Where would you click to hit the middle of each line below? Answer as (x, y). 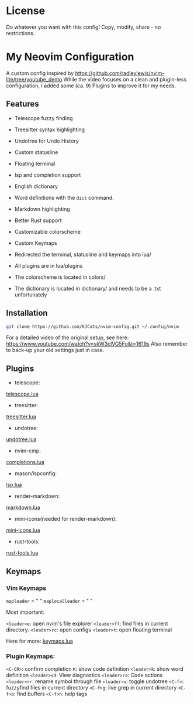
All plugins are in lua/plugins (49, 265)
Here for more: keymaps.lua (39, 641)
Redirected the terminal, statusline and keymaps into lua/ (83, 254)
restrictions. (20, 33)
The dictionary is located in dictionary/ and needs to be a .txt (88, 288)
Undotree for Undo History (46, 141)
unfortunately (31, 295)
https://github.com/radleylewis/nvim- (120, 73)
